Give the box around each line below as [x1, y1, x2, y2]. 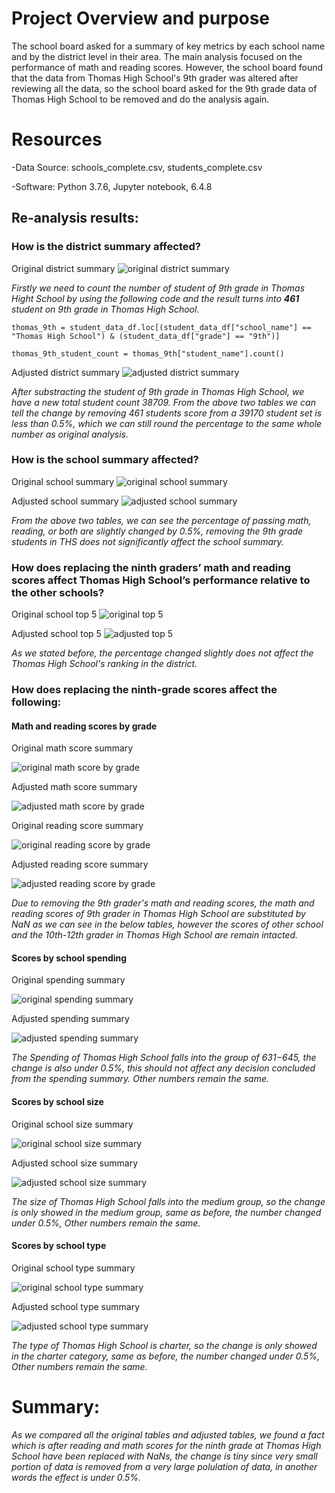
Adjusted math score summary [11, 781, 138, 793]
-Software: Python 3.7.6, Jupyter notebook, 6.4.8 [11, 180, 213, 192]
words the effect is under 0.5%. [11, 1471, 142, 1483]
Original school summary [11, 475, 115, 487]
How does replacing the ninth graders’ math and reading [11, 560, 291, 574]
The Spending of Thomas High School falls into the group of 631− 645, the [11, 1052, 317, 1064]
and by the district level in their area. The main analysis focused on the [11, 50, 303, 62]
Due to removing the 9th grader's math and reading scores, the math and [11, 897, 315, 909]
